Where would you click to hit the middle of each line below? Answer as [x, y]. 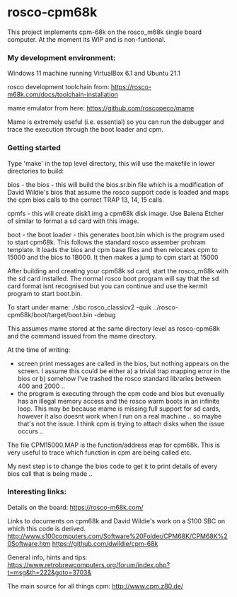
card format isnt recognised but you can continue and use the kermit [107, 286]
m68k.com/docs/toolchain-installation [63, 95]
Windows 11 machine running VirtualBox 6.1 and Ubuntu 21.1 [94, 73]
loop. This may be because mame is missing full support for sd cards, [119, 409]
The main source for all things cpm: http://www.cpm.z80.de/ [96, 586]
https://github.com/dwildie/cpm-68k [105, 543]
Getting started [34, 148]
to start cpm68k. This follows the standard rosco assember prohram [107, 242]
